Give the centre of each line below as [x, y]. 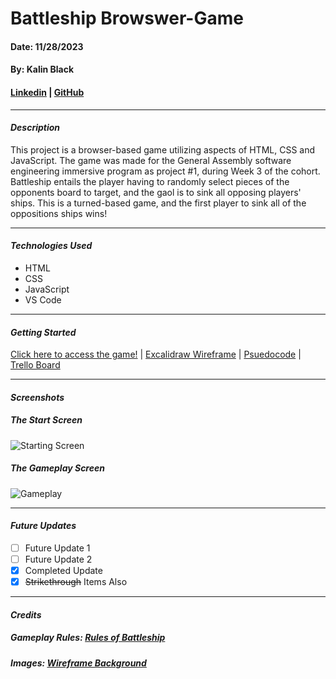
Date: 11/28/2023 [47, 46]
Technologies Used [51, 246]
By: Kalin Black [42, 69]
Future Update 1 [57, 548]
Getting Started [43, 332]
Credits [26, 614]
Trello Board [35, 365]
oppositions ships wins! [59, 213]
